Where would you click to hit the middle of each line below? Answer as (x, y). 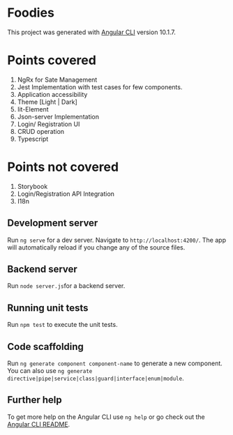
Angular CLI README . (39, 424)
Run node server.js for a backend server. (66, 286)
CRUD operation (41, 131)
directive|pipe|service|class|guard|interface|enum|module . (96, 379)
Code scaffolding (45, 346)
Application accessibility (52, 94)
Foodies (31, 13)
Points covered (52, 60)
